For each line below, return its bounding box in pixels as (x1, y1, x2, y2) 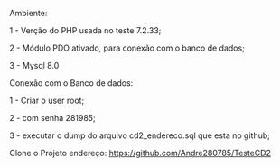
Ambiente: (9, 8, 48, 18)
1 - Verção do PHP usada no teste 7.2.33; (9, 25, 162, 35)
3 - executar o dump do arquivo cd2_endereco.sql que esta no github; (9, 130, 271, 141)
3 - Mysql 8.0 (9, 60, 60, 70)
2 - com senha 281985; (9, 113, 97, 123)
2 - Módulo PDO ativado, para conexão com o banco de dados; (9, 42, 246, 53)
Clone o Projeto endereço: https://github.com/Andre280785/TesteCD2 (9, 148, 271, 158)
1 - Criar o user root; (9, 95, 85, 106)
